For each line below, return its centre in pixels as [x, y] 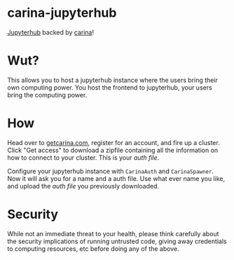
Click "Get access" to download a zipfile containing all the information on [113, 150]
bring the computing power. [47, 95]
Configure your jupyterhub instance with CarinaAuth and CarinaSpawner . [111, 171]
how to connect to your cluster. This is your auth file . [83, 157]
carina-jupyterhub [62, 13]
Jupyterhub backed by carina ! [51, 32]
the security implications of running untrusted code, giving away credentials [117, 241]
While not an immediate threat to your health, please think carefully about [113, 233]
